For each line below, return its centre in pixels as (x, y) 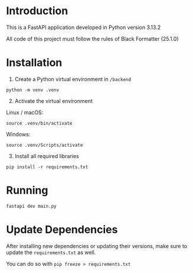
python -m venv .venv (33, 90)
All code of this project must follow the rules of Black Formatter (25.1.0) (92, 38)
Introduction (37, 11)
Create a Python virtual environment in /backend (73, 79)
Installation (34, 63)
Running (27, 190)
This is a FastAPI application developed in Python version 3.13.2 (84, 27)
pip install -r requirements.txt (47, 167)
